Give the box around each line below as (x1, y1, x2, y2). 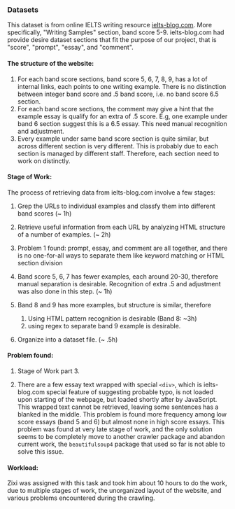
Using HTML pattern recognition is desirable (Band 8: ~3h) (27, 314, 197, 323)
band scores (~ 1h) (17, 209, 72, 218)
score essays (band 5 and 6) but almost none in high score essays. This (17, 417, 225, 426)
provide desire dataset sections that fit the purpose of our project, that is (7, 36, 217, 44)
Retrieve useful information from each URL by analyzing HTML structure (17, 223, 226, 231)
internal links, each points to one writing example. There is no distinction (17, 82, 227, 90)
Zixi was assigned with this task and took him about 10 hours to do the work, (7, 479, 227, 487)
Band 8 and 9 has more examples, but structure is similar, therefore (17, 300, 212, 309)
